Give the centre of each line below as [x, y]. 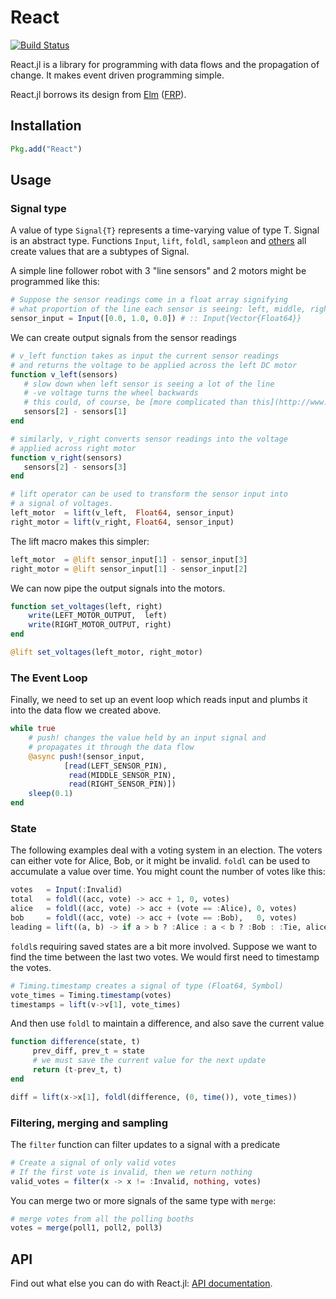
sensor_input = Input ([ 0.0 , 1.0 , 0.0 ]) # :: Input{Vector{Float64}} [156, 319]
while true [33, 729]
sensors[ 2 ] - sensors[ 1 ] [75, 412]
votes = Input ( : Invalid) [66, 890]
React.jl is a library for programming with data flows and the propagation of [165, 64]
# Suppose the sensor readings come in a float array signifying [149, 300]
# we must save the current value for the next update [149, 1061]
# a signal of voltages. [62, 504]
